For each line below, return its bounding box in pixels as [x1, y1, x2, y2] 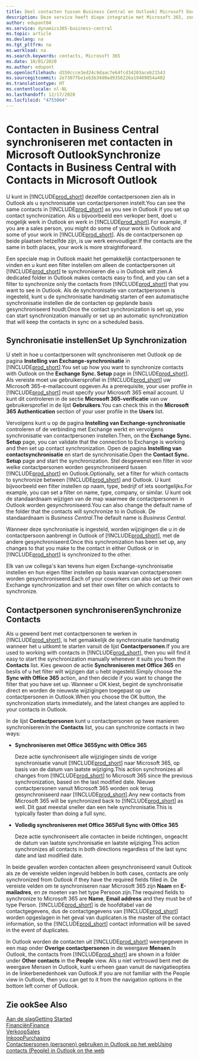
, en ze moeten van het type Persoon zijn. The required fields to [31, 889, 185, 896]
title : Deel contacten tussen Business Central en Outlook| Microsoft [6, 8, 184, 15]
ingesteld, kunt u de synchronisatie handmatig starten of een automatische [6, 292, 189, 300]
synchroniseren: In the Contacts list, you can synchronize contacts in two [6, 724, 185, 731]
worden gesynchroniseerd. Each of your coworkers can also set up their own [6, 575, 192, 583]
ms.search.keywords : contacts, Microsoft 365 [6, 53, 120, 59]
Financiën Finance [6, 1022, 50, 1028]
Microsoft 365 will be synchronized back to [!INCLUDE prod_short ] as [14, 797, 184, 804]
